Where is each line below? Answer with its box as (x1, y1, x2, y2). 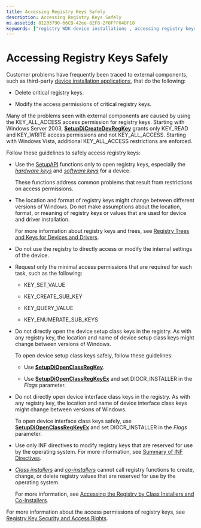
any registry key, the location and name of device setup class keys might (14, 334, 194, 341)
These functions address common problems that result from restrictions (14, 179, 193, 186)
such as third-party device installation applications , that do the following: (6, 77, 186, 84)
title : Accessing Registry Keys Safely (6, 8, 106, 15)
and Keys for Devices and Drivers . (14, 234, 99, 241)
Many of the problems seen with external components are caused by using (6, 112, 191, 120)
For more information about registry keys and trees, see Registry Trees (14, 227, 190, 235)
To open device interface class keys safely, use (14, 417, 132, 425)
